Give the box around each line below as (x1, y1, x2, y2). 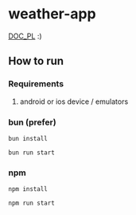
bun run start (8, 149, 56, 157)
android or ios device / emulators (19, 97, 129, 106)
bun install (8, 134, 48, 142)
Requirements (8, 78, 64, 90)
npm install (8, 185, 48, 193)
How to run (8, 54, 64, 68)
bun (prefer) (8, 117, 57, 128)
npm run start (8, 199, 56, 208)
